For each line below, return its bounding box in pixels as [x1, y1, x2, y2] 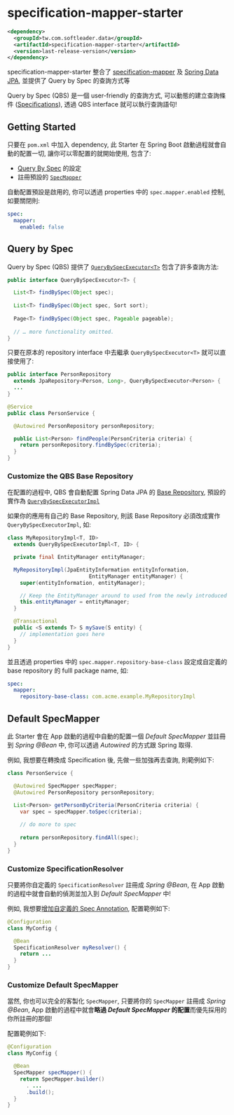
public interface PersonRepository [7, 371, 111, 378]
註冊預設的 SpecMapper [17, 173, 82, 182]
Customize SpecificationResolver [7, 864, 124, 874]
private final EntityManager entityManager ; [13, 554, 146, 561]
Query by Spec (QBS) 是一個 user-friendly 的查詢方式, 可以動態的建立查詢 [7, 91, 220, 100]
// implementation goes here [20, 630, 105, 637]
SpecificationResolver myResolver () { [13, 944, 128, 951]
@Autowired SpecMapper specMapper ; [13, 782, 118, 790]
